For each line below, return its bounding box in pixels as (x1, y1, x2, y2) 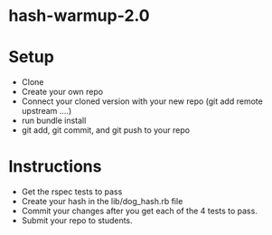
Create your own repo (21, 87, 104, 98)
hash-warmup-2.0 (8, 5, 150, 26)
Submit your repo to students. (21, 215, 133, 226)
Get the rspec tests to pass (21, 186, 123, 197)
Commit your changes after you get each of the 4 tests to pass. (21, 205, 258, 217)
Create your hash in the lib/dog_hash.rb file (21, 196, 183, 207)
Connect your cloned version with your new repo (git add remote (21, 96, 263, 107)
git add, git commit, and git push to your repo (21, 125, 191, 136)
